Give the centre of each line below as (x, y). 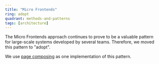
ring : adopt (17, 14)
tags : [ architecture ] (27, 23)
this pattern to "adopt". (28, 47)
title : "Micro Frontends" (31, 9)
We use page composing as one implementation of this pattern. (68, 57)
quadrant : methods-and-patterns (37, 18)
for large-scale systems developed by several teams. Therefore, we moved (80, 42)
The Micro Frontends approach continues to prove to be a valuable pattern (79, 37)
